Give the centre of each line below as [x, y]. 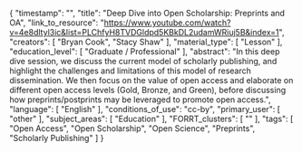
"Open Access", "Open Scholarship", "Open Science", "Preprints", [132, 128]
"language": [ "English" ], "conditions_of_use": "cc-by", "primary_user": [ [145, 109]
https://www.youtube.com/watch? [167, 23]
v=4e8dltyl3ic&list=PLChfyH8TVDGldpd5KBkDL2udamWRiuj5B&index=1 [144, 32]
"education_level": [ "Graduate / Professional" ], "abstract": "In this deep [145, 52]
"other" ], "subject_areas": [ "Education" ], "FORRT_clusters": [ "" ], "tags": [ [151, 119]
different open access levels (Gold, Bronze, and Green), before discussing [148, 90]
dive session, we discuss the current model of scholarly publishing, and [143, 61]
